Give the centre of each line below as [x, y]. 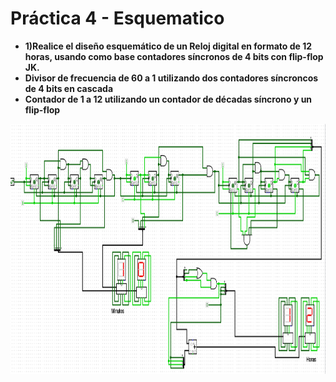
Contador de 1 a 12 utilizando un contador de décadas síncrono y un [168, 99]
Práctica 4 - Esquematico [117, 18]
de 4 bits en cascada [69, 88]
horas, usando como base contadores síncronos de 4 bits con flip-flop [174, 56]
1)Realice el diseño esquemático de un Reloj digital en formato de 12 [168, 46]
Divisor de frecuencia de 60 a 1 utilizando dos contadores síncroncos [171, 78]
